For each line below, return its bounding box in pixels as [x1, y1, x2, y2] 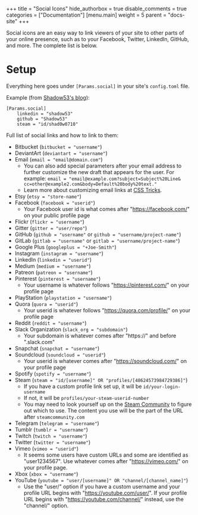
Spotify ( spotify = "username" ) [14, 370, 92, 377]
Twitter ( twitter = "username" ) [14, 438, 91, 446]
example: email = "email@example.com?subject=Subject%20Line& [23, 175, 181, 182]
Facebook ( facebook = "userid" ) [14, 199, 95, 206]
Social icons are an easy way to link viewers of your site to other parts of [6, 29, 184, 36]
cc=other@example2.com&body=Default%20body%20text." [23, 181, 158, 187]
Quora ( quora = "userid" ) [14, 300, 78, 308]
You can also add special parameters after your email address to [23, 162, 182, 169]
